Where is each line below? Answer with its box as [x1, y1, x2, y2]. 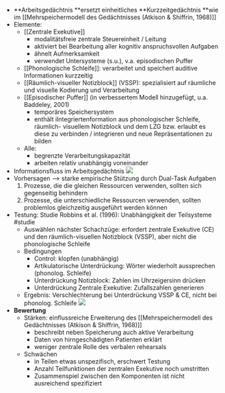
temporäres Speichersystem [34, 108, 114, 116]
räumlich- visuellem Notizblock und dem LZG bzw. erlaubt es [34, 123, 207, 130]
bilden [34, 137, 52, 145]
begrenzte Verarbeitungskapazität [34, 152, 131, 160]
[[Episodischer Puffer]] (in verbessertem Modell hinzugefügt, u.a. [23, 93, 209, 102]
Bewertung [13, 307, 47, 314]
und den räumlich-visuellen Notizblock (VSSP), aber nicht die [23, 233, 197, 241]
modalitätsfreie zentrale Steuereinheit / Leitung [34, 35, 167, 43]
